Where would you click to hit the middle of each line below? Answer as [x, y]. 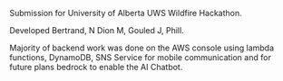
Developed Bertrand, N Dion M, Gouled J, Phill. [97, 30]
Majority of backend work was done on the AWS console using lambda [142, 48]
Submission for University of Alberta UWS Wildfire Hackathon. [126, 13]
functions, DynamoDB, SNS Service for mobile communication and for [141, 57]
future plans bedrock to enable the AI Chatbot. [96, 67]
